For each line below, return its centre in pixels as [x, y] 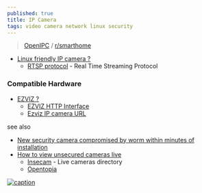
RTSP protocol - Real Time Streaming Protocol [92, 66]
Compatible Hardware [45, 84]
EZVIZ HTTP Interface [58, 106]
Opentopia [42, 169]
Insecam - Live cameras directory [75, 162]
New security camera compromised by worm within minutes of [106, 140]
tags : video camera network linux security [70, 26]
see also [19, 127]
